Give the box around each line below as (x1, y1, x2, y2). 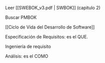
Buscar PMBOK (5, 14, 37, 20)
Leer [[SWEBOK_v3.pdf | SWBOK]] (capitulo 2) (5, 5, 101, 10)
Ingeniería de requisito (5, 43, 51, 49)
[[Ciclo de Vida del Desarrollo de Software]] (5, 24, 95, 30)
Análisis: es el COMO (5, 53, 48, 59)
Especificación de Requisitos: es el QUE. (5, 34, 88, 39)
